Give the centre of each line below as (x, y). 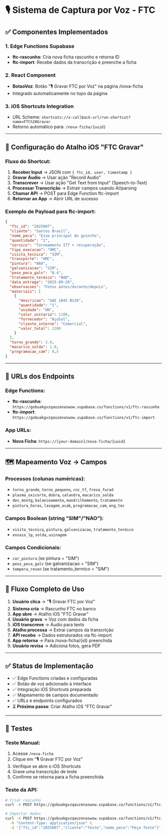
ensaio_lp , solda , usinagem (40, 535)
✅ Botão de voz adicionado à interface (52, 684)
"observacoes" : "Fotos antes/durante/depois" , (59, 287)
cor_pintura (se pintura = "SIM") (46, 558)
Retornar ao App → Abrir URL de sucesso (55, 199)
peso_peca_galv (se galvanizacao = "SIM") (55, 563)
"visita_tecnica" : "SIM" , (37, 254)
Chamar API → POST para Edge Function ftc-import (66, 193)
